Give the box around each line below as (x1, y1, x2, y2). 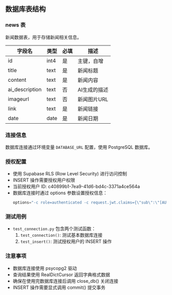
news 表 (5, 21, 26, 29)
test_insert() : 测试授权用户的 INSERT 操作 (20, 238, 112, 244)
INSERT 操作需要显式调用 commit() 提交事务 (12, 284, 106, 290)
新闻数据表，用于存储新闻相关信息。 (5, 34, 82, 40)
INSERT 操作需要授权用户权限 (12, 177, 75, 183)
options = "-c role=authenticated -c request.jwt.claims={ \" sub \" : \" (12, 200, 160, 206)
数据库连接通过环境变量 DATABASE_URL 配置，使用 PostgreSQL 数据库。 (5, 144, 153, 150)
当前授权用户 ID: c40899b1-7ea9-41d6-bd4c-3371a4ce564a (12, 184, 140, 190)
